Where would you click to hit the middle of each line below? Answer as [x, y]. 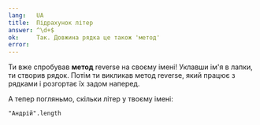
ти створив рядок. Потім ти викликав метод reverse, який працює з [122, 75]
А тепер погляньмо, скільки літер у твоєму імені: [91, 99]
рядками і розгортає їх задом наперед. [74, 84]
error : [19, 45]
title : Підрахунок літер [50, 23]
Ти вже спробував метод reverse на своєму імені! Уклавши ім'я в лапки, [131, 67]
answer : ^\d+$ [32, 30]
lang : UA [26, 15]
